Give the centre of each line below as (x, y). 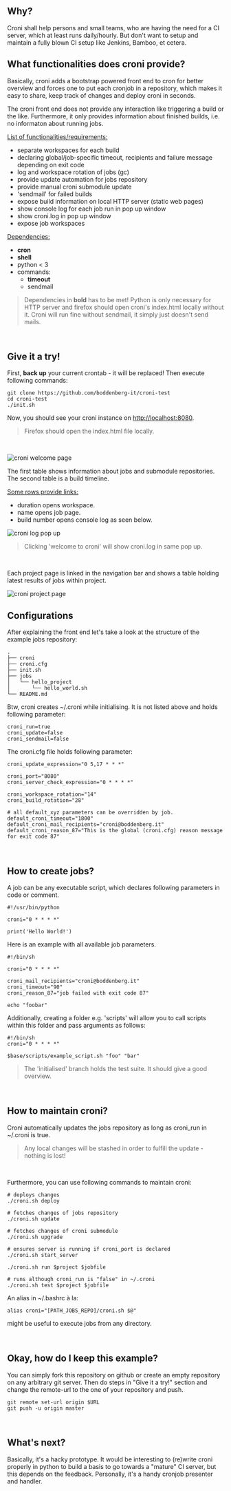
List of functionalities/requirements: (57, 136)
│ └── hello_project (40, 682)
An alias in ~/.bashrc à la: (43, 1298)
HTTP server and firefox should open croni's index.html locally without (124, 307)
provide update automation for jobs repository (82, 179)
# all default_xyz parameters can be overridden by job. (90, 813)
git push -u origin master (46, 1408)
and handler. (25, 1481)
